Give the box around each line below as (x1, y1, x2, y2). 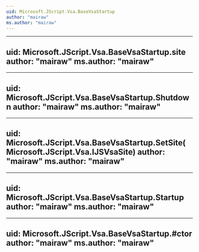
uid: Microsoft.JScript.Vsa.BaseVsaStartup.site (6, 47, 186, 57)
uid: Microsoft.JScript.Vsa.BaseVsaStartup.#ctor (6, 229, 192, 239)
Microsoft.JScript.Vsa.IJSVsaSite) (6, 147, 136, 157)
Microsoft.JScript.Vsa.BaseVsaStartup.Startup (6, 193, 184, 203)
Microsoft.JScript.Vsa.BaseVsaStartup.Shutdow (6, 92, 190, 102)
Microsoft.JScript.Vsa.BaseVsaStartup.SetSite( (6, 138, 186, 148)
